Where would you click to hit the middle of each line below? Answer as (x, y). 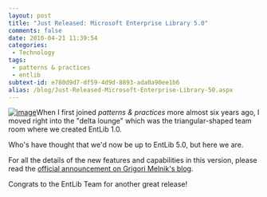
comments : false (35, 30)
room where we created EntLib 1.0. (65, 129)
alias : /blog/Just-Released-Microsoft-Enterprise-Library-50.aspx (121, 90)
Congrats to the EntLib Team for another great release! (98, 184)
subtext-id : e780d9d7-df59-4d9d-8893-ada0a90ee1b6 (94, 82)
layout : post (30, 16)
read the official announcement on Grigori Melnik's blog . (101, 169)
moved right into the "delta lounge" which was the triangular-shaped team (130, 121)
